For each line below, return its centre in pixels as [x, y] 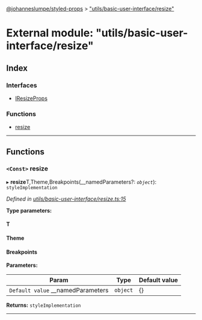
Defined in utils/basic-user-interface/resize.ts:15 [66, 199]
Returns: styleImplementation [44, 305]
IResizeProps [31, 98]
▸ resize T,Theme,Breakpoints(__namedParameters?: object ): [81, 182]
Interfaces [22, 85]
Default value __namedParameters [59, 290]
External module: [50, 33]
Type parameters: [29, 210]
